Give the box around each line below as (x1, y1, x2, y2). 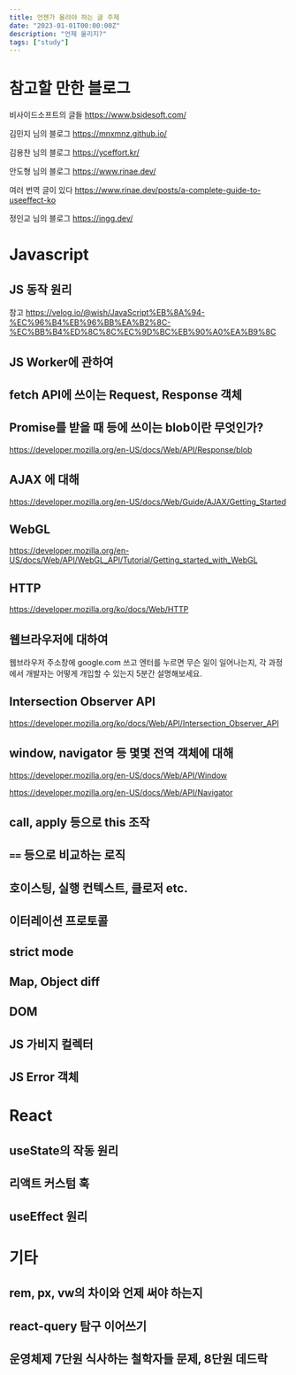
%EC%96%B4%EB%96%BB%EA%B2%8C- (9, 317, 171, 328)
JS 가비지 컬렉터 (9, 1037, 94, 1052)
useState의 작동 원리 (9, 1143, 119, 1158)
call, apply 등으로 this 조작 (9, 815, 150, 830)
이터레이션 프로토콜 (9, 913, 109, 928)
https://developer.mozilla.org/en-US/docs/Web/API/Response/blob (9, 444, 253, 454)
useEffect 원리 (9, 1208, 88, 1224)
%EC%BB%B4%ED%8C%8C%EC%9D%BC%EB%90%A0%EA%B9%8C (9, 327, 277, 338)
